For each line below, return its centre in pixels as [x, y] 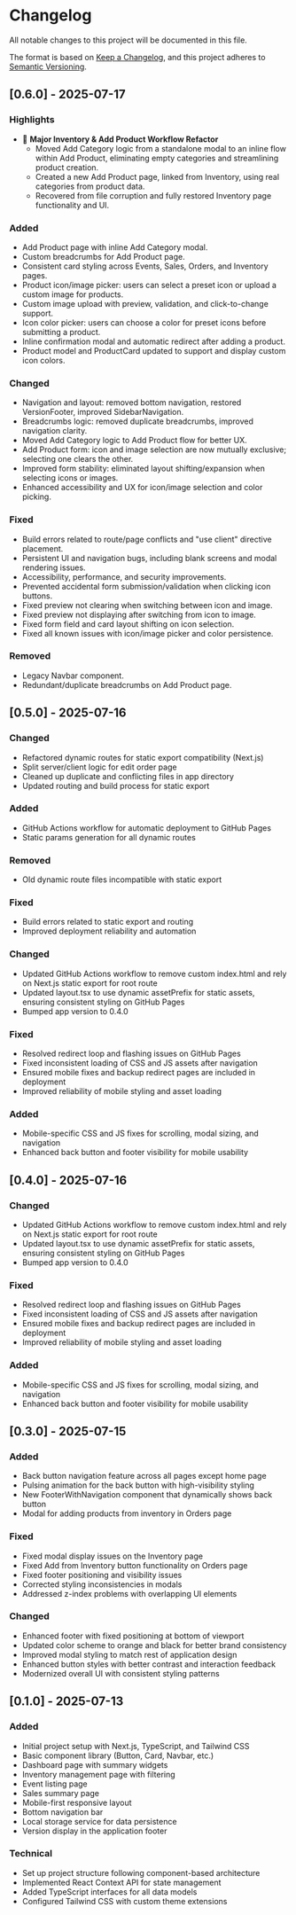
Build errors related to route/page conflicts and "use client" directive [147, 539]
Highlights [32, 120]
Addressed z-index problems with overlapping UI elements [129, 1593]
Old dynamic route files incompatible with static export [122, 879]
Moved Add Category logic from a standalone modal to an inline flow [160, 148]
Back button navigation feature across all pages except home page [144, 1476]
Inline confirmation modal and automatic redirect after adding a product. [154, 341]
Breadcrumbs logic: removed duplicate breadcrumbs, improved [138, 421]
